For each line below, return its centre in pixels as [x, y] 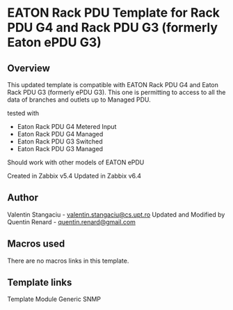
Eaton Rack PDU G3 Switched [60, 141]
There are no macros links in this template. [68, 261]
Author [23, 197]
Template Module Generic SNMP [54, 299]
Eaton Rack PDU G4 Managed [60, 134]
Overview [29, 68]
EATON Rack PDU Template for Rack [114, 13]
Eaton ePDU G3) [55, 42]
